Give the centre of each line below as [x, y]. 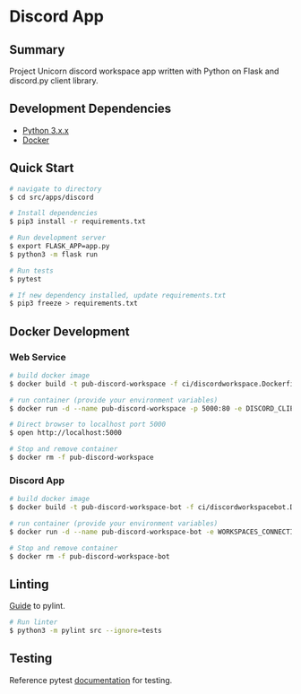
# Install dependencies [54, 213]
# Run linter [34, 622]
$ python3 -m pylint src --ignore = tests [86, 631]
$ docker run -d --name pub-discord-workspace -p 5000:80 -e [126, 408]
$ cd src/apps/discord [52, 197]
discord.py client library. [54, 81]
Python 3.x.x [45, 130]
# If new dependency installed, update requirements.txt [118, 295]
